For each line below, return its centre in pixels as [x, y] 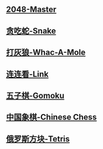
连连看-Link [27, 74]
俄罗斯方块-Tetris [38, 139]
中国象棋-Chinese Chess [51, 117]
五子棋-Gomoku [35, 95]
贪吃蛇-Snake [31, 31]
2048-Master [31, 10]
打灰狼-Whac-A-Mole [46, 53]
